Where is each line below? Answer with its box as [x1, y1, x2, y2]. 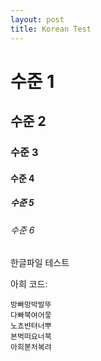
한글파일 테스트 [10, 257, 70, 269]
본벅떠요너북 [10, 332, 52, 342]
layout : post [10, 14, 65, 25]
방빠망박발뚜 [10, 300, 52, 310]
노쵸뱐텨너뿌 [10, 321, 52, 331]
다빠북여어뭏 [10, 311, 52, 321]
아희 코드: [10, 278, 48, 290]
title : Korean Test [10, 24, 92, 34]
